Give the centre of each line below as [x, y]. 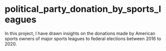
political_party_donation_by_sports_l [83, 9]
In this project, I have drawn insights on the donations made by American [80, 33]
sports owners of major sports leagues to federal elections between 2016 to [83, 39]
